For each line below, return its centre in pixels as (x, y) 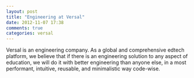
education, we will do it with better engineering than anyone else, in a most (96, 63)
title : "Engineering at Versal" (45, 17)
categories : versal (30, 33)
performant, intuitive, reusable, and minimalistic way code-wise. (83, 69)
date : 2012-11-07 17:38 (35, 22)
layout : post (22, 11)
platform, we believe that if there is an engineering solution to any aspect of (97, 56)
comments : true (25, 28)
